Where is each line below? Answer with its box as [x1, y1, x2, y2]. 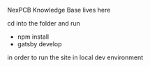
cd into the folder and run [7, 19, 80, 27]
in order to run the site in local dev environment [7, 53, 144, 61]
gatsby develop [17, 40, 62, 48]
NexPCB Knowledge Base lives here [7, 6, 111, 14]
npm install [17, 32, 50, 41]
